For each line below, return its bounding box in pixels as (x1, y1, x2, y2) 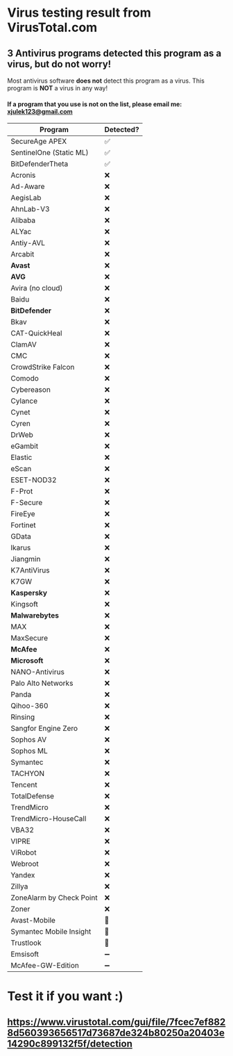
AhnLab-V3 (10, 204, 50, 214)
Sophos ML (10, 746, 48, 756)
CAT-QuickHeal (10, 329, 62, 338)
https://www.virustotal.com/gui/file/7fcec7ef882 (7, 1016, 226, 1028)
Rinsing (10, 712, 35, 722)
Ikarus (10, 543, 31, 553)
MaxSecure (10, 634, 49, 643)
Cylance (10, 396, 38, 406)
